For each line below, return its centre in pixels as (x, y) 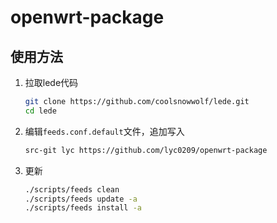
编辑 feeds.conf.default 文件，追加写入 (104, 131)
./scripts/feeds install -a (83, 208)
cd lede (40, 111)
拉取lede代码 (51, 82)
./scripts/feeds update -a (81, 199)
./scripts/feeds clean (72, 189)
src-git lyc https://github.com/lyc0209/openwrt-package (146, 150)
